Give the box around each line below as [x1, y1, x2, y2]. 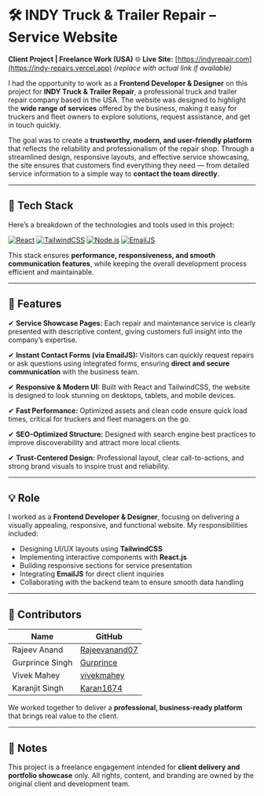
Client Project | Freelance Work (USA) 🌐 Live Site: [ [8, 54, 178, 64]
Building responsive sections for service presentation [19, 561, 192, 570]
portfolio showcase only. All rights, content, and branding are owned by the [8, 771, 255, 779]
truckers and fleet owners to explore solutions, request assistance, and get [8, 112, 251, 121]
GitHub [95, 631, 123, 642]
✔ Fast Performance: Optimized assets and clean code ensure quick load [8, 406, 247, 415]
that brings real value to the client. [8, 711, 119, 720]
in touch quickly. [8, 120, 61, 130]
